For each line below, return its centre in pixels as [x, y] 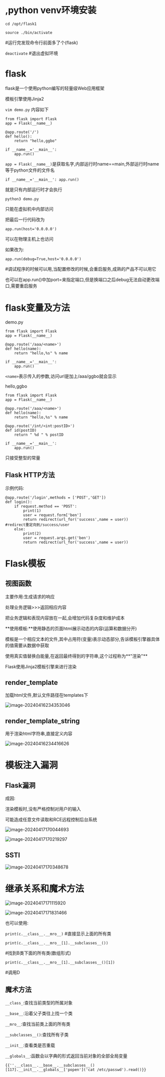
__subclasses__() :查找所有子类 [37, 1034]
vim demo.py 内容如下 [27, 109]
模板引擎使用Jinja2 [24, 99]
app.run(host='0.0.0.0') [31, 229]
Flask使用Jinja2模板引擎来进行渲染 [41, 666]
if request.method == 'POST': [46, 506]
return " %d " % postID [39, 435]
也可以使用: [17, 923]
